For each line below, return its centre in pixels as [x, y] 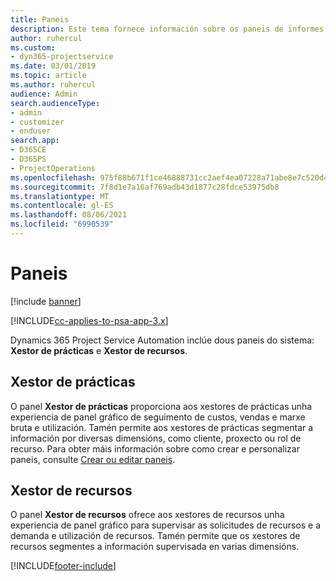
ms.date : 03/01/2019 [53, 66]
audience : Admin [44, 94]
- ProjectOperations [53, 168]
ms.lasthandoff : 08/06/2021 [69, 215]
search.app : [35, 141]
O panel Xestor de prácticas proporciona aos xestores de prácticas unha [161, 406]
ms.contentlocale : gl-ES [62, 206]
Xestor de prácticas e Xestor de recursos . [99, 350]
